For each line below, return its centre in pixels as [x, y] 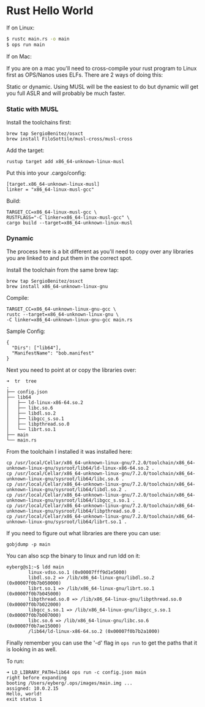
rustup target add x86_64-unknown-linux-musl [65, 161]
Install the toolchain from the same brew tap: [63, 270]
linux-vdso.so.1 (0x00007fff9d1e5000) [78, 573]
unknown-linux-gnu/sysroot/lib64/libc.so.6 [63, 479]
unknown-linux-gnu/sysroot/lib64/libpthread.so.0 [71, 511]
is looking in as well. [32, 649]
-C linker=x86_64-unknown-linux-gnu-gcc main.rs [69, 320]
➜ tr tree [21, 381]
